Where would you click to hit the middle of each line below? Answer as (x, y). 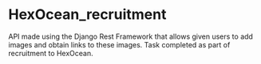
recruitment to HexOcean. (51, 53)
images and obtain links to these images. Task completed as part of (119, 44)
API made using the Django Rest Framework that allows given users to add (131, 36)
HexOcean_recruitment (87, 15)
